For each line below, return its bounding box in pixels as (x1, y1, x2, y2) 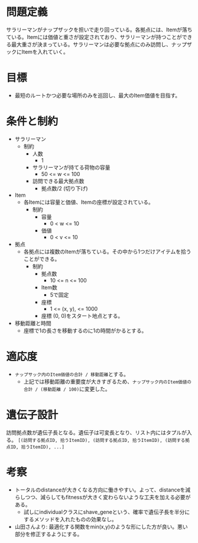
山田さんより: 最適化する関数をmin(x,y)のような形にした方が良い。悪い (14, 523, 188, 530)
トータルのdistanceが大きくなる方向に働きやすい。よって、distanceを (14, 486, 186, 493)
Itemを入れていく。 (21, 48, 69, 55)
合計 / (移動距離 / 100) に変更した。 (23, 385, 111, 392)
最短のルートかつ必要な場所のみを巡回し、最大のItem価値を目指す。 (14, 92, 181, 99)
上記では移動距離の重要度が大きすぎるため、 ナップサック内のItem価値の (23, 378, 192, 385)
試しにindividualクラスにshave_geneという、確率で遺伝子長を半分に (23, 508, 190, 515)
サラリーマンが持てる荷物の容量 (32, 164, 111, 171)
